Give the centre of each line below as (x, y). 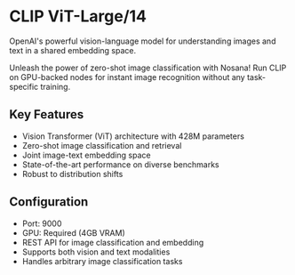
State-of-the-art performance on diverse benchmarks (120, 164)
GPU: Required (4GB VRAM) (74, 232)
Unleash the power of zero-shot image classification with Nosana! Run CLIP (148, 68)
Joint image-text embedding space (86, 155)
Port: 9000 (42, 223)
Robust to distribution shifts (72, 174)
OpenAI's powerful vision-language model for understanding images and (143, 41)
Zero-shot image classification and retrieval (102, 145)
